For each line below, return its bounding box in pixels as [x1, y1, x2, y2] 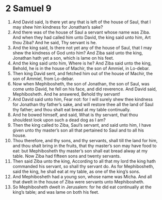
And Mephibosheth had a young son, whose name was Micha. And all [12, 173, 152, 180]
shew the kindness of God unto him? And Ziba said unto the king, [12, 50, 143, 56]
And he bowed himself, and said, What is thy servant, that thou [12, 112, 138, 117]
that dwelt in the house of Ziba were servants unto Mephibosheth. [12, 179, 145, 184]
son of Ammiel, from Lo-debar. [12, 76, 74, 82]
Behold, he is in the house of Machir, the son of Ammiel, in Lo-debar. [12, 65, 150, 71]
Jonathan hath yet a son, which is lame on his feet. [12, 55, 114, 61]
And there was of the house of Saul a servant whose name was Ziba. [12, 29, 150, 35]
